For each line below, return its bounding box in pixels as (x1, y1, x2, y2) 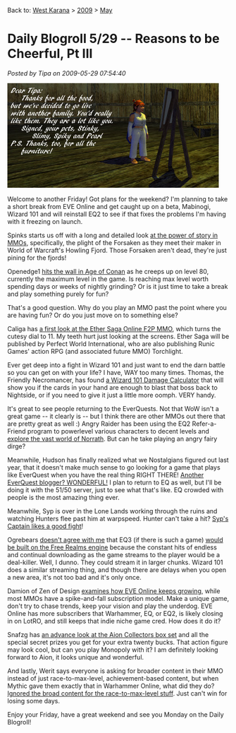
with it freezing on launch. (7, 217, 83, 225)
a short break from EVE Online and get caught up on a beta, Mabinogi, (7, 202, 211, 210)
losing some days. (7, 696, 61, 705)
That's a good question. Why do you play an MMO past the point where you (7, 303, 228, 311)
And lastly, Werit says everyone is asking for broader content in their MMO (7, 667, 224, 675)
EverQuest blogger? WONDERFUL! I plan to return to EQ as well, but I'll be (7, 478, 222, 487)
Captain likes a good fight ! (7, 522, 84, 530)
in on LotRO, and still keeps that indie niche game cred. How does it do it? (7, 616, 221, 625)
